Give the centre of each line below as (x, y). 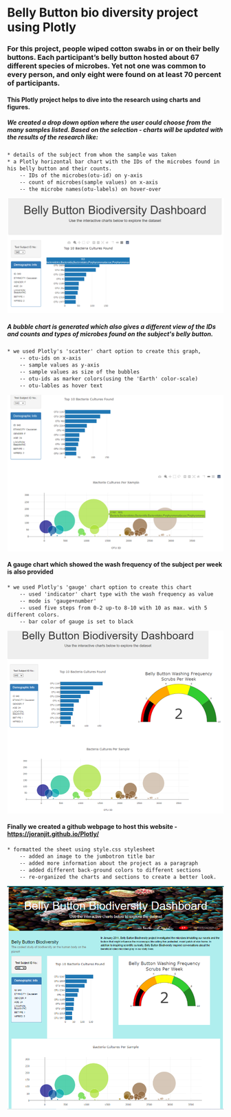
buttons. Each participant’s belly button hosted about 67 (103, 58)
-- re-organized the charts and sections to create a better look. (118, 877)
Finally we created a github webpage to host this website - (92, 827)
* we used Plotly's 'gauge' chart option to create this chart (100, 587)
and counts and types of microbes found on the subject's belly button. (110, 334)
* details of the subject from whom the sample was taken (92, 155)
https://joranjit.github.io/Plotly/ (53, 834)
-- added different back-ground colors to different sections (110, 870)
